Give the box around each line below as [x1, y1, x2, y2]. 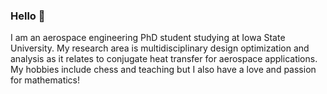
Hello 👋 [10, 9, 46, 23]
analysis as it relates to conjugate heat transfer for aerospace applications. [10, 53, 318, 65]
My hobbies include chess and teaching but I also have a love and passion [10, 64, 317, 76]
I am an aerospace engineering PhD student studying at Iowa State [10, 32, 286, 44]
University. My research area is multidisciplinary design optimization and [10, 42, 310, 54]
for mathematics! [10, 74, 81, 86]
